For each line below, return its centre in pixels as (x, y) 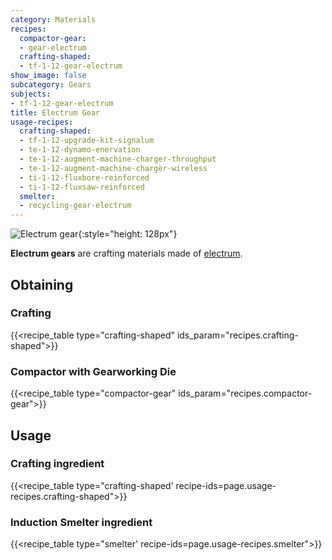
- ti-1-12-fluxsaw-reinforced (82, 187)
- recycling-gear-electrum (75, 206)
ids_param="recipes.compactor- (245, 393)
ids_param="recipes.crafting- (237, 335)
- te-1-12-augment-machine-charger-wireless (113, 168)
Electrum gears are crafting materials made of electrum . (126, 253)
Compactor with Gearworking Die (93, 371)
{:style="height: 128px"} (128, 234)
